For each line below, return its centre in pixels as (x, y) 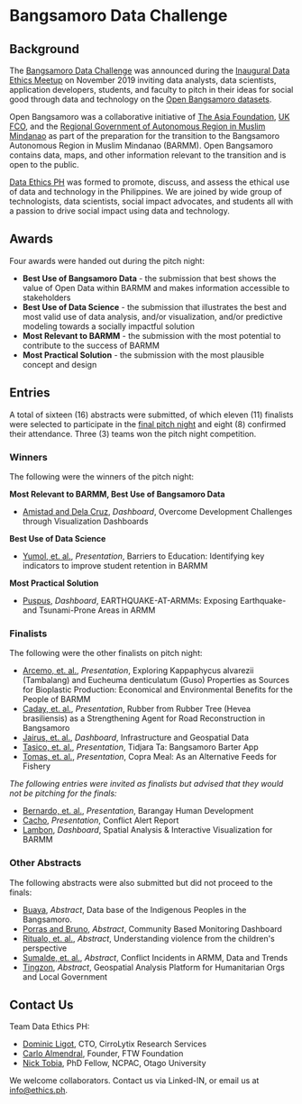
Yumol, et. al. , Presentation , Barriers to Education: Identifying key (143, 556)
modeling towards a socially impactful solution (109, 326)
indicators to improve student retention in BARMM (115, 565)
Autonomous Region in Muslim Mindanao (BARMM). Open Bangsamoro (141, 146)
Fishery (37, 766)
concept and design (59, 364)
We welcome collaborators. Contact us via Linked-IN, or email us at (134, 1081)
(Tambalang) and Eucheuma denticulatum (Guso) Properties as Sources (156, 680)
